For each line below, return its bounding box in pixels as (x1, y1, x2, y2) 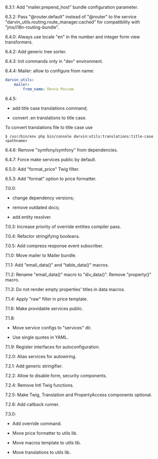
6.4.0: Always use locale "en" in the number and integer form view (5, 34, 140, 40)
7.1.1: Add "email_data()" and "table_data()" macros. (5, 262, 110, 268)
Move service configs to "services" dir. (12, 324, 92, 330)
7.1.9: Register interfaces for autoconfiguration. (5, 344, 100, 350)
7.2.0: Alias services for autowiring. (5, 353, 77, 359)
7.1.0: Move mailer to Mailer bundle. (5, 252, 77, 258)
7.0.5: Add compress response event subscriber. (5, 242, 104, 249)
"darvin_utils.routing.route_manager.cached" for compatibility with (5, 19, 140, 25)
